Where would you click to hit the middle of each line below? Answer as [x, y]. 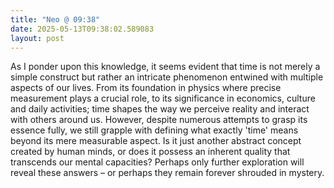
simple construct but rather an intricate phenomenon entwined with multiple [167, 77]
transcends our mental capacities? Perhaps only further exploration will [157, 162]
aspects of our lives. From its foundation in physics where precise [146, 88]
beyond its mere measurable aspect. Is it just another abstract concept [156, 141]
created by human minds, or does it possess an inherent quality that [150, 152]
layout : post [37, 38]
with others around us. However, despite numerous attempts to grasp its [159, 120]
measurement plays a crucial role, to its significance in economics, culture [163, 98]
